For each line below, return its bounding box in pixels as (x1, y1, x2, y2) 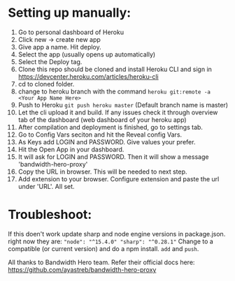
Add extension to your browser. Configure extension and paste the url (17, 174, 220, 183)
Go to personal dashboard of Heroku (17, 28, 124, 36)
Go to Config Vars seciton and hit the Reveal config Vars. (17, 130, 183, 139)
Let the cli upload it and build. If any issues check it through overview (17, 108, 218, 116)
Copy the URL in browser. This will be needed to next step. (17, 167, 187, 176)
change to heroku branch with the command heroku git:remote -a (17, 87, 211, 96)
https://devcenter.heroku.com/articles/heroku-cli (17, 72, 159, 81)
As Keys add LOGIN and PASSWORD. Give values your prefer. (17, 137, 196, 146)
